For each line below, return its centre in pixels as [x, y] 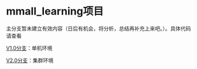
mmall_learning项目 [55, 11]
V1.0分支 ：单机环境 [29, 48]
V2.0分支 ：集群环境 [30, 60]
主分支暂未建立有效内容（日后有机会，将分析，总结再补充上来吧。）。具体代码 [98, 28]
